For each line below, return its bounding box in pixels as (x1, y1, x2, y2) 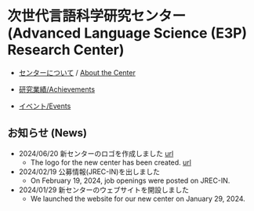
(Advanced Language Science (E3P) (7, 24, 248, 42)
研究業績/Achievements (18, 84, 96, 94)
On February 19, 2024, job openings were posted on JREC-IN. (30, 176, 230, 185)
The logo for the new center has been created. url (30, 158, 191, 167)
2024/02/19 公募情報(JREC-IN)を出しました (18, 166, 160, 176)
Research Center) (7, 41, 125, 59)
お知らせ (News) (7, 126, 88, 140)
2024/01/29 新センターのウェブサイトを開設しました (18, 185, 190, 195)
